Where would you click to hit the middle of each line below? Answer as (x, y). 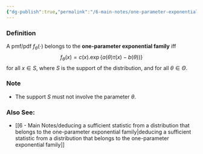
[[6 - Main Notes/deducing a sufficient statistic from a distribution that (102, 126)
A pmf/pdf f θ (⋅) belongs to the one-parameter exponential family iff (91, 47)
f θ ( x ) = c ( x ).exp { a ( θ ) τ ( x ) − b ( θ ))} (101, 58)
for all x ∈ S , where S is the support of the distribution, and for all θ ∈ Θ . (97, 68)
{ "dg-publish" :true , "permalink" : (48, 12)
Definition (21, 33)
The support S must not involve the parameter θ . (76, 97)
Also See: (21, 112)
